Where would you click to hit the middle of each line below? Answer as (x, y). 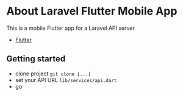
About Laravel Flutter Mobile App (92, 11)
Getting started (36, 59)
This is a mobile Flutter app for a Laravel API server (71, 28)
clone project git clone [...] (53, 74)
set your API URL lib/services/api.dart (66, 80)
